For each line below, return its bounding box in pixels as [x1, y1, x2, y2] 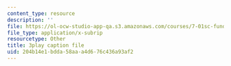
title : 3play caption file [7, 42, 85, 49]
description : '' [7, 16, 54, 23]
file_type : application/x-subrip [7, 29, 103, 36]
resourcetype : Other [7, 36, 67, 43]
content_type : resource [7, 10, 76, 17]
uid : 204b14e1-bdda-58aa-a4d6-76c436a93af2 [7, 49, 134, 56]
